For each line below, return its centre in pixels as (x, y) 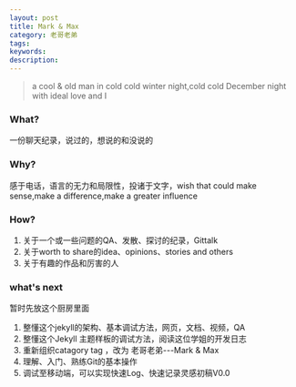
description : (34, 60)
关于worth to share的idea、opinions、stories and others (128, 251)
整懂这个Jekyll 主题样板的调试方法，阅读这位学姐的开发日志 (135, 339)
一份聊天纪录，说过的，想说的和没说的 (81, 140)
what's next (36, 287)
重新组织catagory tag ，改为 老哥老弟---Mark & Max (121, 351)
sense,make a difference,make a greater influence (104, 196)
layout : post (34, 18)
